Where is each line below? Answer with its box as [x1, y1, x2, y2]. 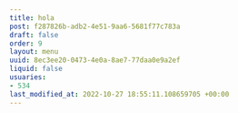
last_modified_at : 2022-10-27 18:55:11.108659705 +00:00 [9, 89, 230, 98]
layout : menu [9, 47, 59, 56]
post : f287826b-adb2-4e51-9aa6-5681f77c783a [9, 22, 181, 31]
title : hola [9, 13, 55, 23]
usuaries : [9, 73, 47, 82]
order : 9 [9, 38, 43, 48]
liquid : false [9, 65, 64, 74]
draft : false [9, 30, 59, 39]
